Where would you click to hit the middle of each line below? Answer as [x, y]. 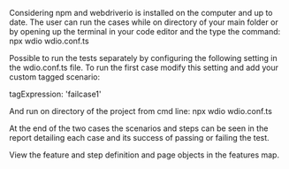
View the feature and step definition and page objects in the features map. [144, 155]
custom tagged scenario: [54, 77]
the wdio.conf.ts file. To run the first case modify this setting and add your [144, 67]
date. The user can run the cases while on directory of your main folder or [144, 22]
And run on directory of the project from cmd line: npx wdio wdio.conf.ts [141, 111]
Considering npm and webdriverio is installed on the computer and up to [141, 13]
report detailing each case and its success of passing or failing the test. [139, 138]
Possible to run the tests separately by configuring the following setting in [143, 58]
